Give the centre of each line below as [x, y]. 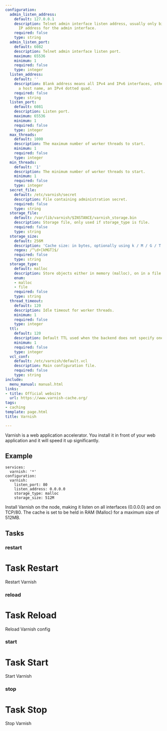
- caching [15, 408]
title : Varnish [21, 416]
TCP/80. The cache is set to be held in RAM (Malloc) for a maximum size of [82, 512]
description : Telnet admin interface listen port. [68, 51]
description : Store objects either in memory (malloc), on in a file [88, 273]
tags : [11, 403]
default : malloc [31, 269]
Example [19, 456]
